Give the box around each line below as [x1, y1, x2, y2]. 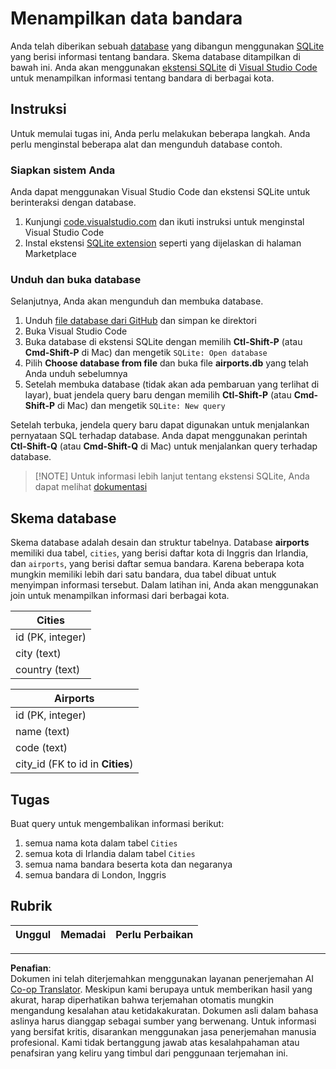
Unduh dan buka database [10, 272, 142, 286]
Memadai [60, 927, 107, 941]
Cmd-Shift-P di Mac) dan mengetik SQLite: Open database [24, 347, 268, 359]
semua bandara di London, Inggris [24, 868, 167, 881]
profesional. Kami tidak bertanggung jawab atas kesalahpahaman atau [10, 1036, 300, 1048]
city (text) [15, 647, 62, 661]
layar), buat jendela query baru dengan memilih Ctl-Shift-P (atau [24, 389, 292, 401]
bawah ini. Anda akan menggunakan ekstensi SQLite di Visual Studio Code [10, 61, 318, 73]
